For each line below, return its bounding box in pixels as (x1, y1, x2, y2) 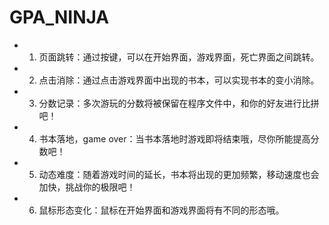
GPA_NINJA (9, 6, 110, 29)
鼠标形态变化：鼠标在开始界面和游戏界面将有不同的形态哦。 (38, 204, 285, 216)
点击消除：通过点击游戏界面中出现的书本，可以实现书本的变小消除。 (38, 74, 320, 86)
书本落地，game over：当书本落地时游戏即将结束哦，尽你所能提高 (38, 132, 311, 145)
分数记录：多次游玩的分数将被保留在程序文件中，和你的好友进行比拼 (38, 97, 320, 109)
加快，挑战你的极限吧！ (38, 181, 136, 193)
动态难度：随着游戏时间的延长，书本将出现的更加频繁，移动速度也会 (38, 168, 320, 180)
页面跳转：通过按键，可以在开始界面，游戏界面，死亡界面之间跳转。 (38, 51, 320, 63)
